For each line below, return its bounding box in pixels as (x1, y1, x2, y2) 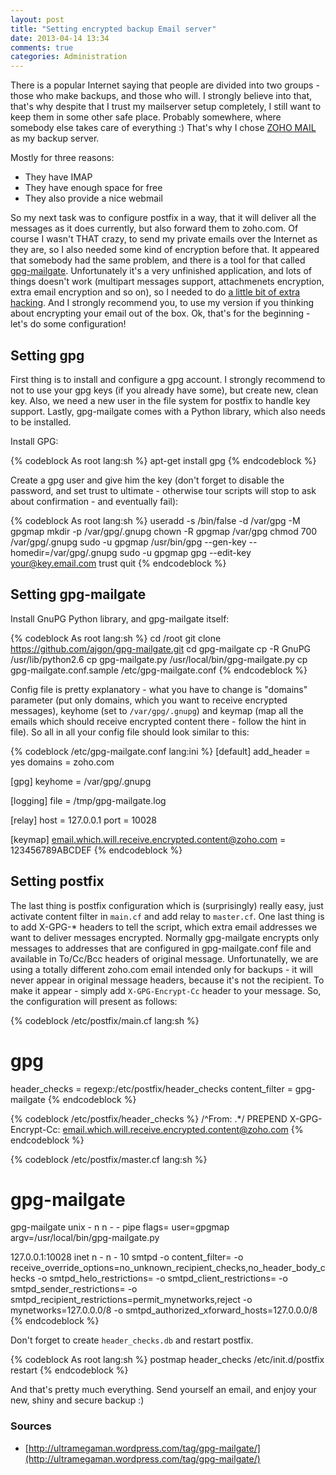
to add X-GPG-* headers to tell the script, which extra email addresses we (10, 921, 318, 933)
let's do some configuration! (10, 318, 127, 330)
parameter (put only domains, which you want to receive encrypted (10, 694, 288, 706)
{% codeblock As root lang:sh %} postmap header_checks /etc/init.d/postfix (10, 1354, 325, 1366)
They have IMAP (24, 171, 93, 183)
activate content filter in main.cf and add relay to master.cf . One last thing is (10, 910, 325, 922)
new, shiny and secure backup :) (10, 1394, 145, 1406)
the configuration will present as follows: (10, 995, 178, 1007)
